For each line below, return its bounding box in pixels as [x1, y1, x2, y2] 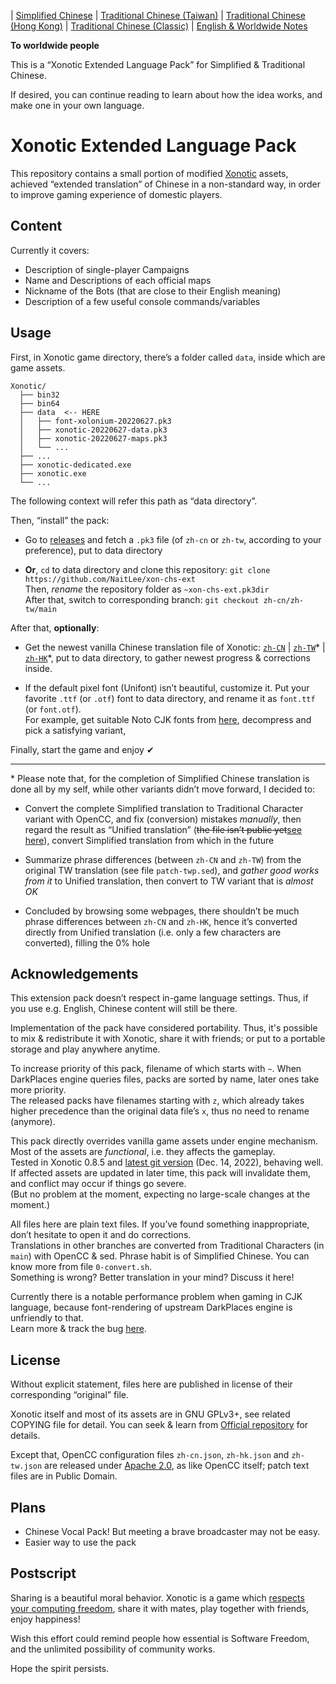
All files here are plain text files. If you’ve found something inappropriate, [10, 1218, 310, 1230]
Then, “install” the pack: [10, 514, 110, 526]
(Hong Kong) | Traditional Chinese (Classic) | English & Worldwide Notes [10, 20, 308, 32]
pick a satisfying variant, [24, 724, 127, 736]
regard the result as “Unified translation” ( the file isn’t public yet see [24, 823, 303, 835]
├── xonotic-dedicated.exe [19, 460, 132, 470]
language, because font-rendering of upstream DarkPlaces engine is [10, 1301, 293, 1314]
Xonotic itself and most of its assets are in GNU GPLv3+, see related [10, 1408, 291, 1420]
